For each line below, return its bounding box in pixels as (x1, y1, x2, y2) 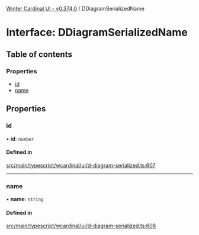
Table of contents (6, 49, 72, 59)
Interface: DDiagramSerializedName (6, 26, 188, 39)
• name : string (6, 195, 44, 203)
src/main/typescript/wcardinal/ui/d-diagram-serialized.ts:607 (6, 162, 156, 169)
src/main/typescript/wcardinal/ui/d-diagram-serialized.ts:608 (6, 222, 156, 230)
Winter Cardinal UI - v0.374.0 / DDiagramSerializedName (6, 5, 145, 12)
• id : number (6, 135, 34, 142)
